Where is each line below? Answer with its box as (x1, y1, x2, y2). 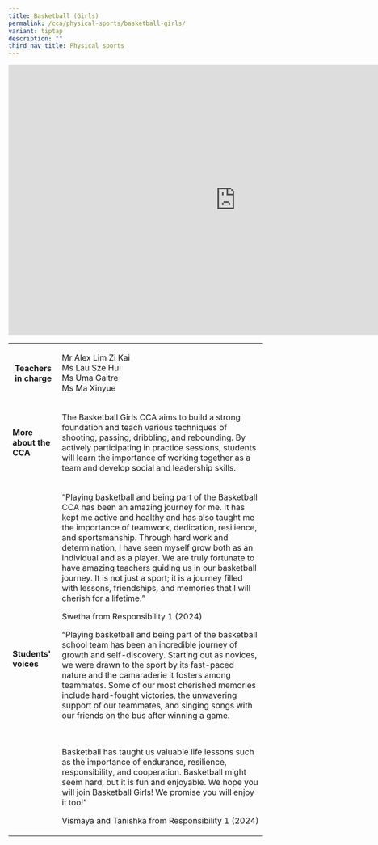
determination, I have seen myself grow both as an (61, 543, 254, 554)
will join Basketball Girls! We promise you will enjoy (61, 787, 254, 798)
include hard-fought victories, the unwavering (61, 690, 237, 701)
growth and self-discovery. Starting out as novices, (61, 649, 258, 661)
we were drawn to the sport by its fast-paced (61, 660, 234, 671)
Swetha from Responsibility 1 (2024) (61, 611, 203, 623)
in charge (15, 373, 52, 384)
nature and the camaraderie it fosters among (61, 670, 232, 681)
